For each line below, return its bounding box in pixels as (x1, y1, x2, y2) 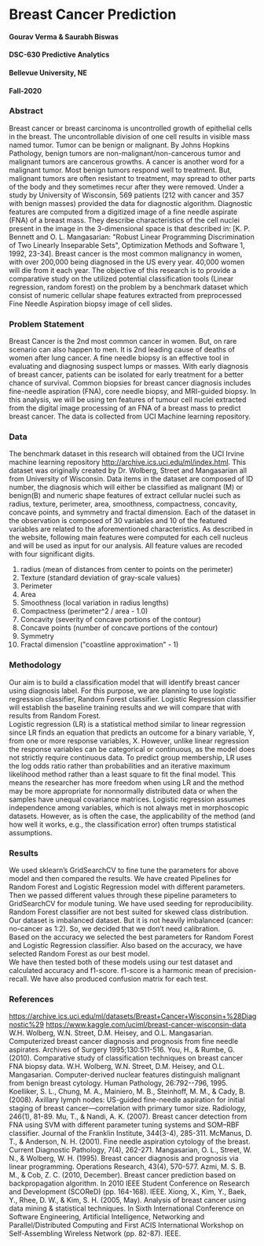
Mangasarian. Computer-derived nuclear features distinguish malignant (9, 1070, 240, 1079)
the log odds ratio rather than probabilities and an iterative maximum (9, 761, 231, 770)
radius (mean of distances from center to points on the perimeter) (20, 565, 234, 574)
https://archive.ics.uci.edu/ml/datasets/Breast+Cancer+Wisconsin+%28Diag (9, 1012, 257, 1021)
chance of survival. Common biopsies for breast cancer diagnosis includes (9, 378, 251, 388)
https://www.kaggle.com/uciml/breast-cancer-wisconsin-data (45, 1020, 247, 1030)
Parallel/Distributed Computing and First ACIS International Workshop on (9, 1221, 244, 1230)
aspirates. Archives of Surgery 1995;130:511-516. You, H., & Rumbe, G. (9, 1045, 235, 1055)
